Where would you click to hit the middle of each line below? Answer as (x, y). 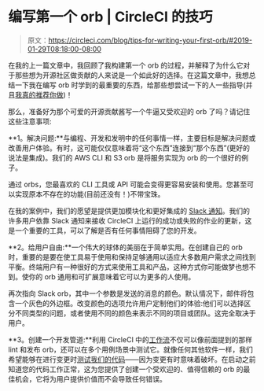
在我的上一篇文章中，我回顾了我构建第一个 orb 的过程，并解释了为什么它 (126, 65)
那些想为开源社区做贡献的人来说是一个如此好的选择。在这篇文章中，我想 (132, 75)
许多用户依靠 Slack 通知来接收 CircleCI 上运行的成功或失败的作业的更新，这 (130, 220)
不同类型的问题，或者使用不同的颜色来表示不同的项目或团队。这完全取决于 (135, 313)
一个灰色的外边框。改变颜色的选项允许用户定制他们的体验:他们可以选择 (130, 303)
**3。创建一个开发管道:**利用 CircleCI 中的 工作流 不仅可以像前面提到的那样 (130, 339)
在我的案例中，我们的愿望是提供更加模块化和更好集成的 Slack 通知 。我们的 (129, 211)
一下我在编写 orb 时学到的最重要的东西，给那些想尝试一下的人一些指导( (130, 85)
